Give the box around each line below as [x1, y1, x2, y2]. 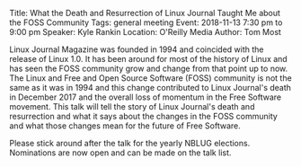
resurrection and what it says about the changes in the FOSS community [9, 111, 279, 121]
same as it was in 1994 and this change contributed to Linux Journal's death [9, 83, 292, 92]
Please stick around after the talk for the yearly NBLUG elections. [9, 138, 251, 148]
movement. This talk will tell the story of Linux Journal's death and [9, 101, 255, 111]
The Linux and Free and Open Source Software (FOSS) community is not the [9, 73, 292, 83]
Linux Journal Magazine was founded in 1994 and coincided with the [9, 44, 264, 55]
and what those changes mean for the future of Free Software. [9, 120, 241, 131]
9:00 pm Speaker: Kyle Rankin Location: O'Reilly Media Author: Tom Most [9, 27, 281, 37]
